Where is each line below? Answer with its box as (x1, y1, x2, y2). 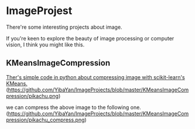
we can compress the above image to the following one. (6, 104, 142, 111)
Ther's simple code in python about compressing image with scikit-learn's (6, 73, 186, 80)
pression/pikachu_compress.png (6, 116, 85, 123)
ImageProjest (6, 4, 73, 18)
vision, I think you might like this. (6, 41, 85, 48)
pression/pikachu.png (6, 92, 59, 99)
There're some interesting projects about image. (6, 23, 122, 30)
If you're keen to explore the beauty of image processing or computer (6, 35, 175, 42)
